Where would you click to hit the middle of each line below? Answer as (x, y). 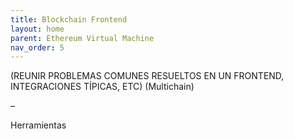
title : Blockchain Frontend (69, 19)
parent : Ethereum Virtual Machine (82, 38)
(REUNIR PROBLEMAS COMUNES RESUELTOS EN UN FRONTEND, (147, 76)
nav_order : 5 (37, 47)
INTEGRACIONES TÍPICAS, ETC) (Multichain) (102, 87)
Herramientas (38, 125)
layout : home (37, 29)
